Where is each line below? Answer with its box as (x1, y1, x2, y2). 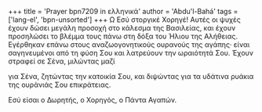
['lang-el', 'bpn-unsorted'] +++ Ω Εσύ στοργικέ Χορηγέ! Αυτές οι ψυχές (8, 15, 241, 24)
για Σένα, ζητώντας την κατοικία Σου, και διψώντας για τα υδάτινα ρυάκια (8, 72, 254, 81)
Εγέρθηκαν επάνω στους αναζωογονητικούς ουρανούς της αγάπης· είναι (8, 40, 250, 49)
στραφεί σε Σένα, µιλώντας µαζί (8, 56, 115, 66)
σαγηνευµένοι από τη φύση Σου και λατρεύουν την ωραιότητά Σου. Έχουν (8, 49, 253, 57)
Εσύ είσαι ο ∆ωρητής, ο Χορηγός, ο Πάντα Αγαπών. (8, 96, 177, 104)
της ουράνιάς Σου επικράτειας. (8, 80, 111, 89)
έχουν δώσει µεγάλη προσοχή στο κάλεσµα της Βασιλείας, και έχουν (8, 23, 236, 32)
